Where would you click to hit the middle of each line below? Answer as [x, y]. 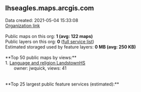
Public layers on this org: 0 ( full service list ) [50, 41]
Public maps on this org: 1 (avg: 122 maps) [49, 36]
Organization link [22, 25]
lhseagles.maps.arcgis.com [49, 8]
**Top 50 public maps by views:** [41, 57]
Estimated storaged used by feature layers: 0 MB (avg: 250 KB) [70, 46]
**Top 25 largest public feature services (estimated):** [62, 84]
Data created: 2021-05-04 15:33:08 [42, 20]
